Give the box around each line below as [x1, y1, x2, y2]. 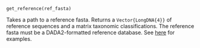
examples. [6, 35, 32, 42]
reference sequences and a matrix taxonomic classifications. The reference [6, 23, 195, 29]
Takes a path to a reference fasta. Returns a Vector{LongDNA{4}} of [6, 16, 172, 23]
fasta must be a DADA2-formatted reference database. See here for [6, 29, 175, 36]
